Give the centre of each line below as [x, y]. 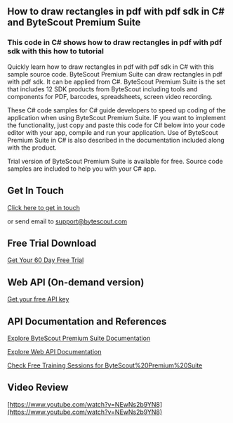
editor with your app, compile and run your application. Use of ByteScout [113, 132]
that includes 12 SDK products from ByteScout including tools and [102, 89]
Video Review [38, 388]
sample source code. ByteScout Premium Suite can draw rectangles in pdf [115, 74]
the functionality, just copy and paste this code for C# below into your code [116, 125]
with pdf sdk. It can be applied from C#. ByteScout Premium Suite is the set [116, 82]
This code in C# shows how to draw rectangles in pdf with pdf [115, 43]
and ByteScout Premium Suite [74, 23]
